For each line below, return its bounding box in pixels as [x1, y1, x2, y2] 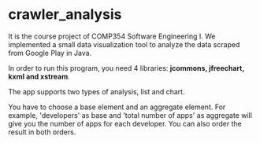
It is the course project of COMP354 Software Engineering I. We [8, 31, 216, 41]
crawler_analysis [8, 5, 122, 24]
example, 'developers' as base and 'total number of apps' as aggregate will [8, 110, 252, 119]
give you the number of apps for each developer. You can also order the [8, 119, 242, 128]
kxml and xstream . [8, 71, 70, 81]
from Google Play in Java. [8, 48, 92, 57]
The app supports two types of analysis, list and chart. [8, 86, 185, 96]
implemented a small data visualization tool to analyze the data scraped [8, 39, 240, 49]
